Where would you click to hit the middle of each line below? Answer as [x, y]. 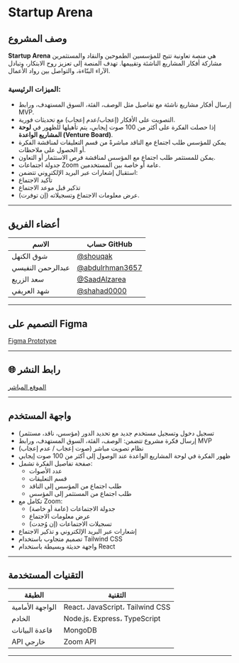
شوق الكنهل [30, 257]
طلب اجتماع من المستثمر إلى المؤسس [80, 493]
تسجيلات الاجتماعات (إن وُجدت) [70, 524]
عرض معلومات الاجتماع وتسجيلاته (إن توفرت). [79, 195]
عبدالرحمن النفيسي [41, 268]
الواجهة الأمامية [34, 607]
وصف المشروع [38, 39]
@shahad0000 [102, 291]
